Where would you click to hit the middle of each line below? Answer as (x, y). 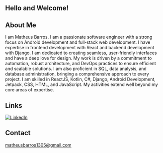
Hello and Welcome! (37, 8)
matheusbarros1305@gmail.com (38, 145)
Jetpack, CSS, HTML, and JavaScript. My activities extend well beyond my (81, 84)
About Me (21, 25)
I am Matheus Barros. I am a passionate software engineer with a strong (79, 37)
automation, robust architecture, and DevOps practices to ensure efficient (81, 64)
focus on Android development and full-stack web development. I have (78, 42)
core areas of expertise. (30, 90)
